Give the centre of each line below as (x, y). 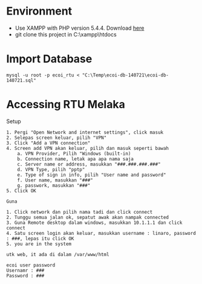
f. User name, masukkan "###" (55, 180)
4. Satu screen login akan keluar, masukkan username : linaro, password (101, 233)
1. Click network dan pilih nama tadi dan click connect (80, 212)
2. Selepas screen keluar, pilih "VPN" (57, 138)
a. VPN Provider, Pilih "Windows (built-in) (74, 154)
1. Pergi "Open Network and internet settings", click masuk (85, 132)
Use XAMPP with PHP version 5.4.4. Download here (80, 28)
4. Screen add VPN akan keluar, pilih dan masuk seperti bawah (88, 148)
